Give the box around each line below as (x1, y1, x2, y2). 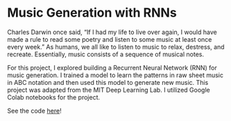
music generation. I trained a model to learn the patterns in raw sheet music (7, 71, 224, 79)
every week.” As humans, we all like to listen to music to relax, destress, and (7, 42, 225, 51)
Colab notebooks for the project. (7, 92, 101, 102)
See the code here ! (7, 106, 62, 115)
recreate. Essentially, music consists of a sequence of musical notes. (7, 50, 205, 58)
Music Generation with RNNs (7, 5, 177, 21)
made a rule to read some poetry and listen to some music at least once (7, 35, 212, 43)
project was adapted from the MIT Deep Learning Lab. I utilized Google (7, 86, 210, 94)
